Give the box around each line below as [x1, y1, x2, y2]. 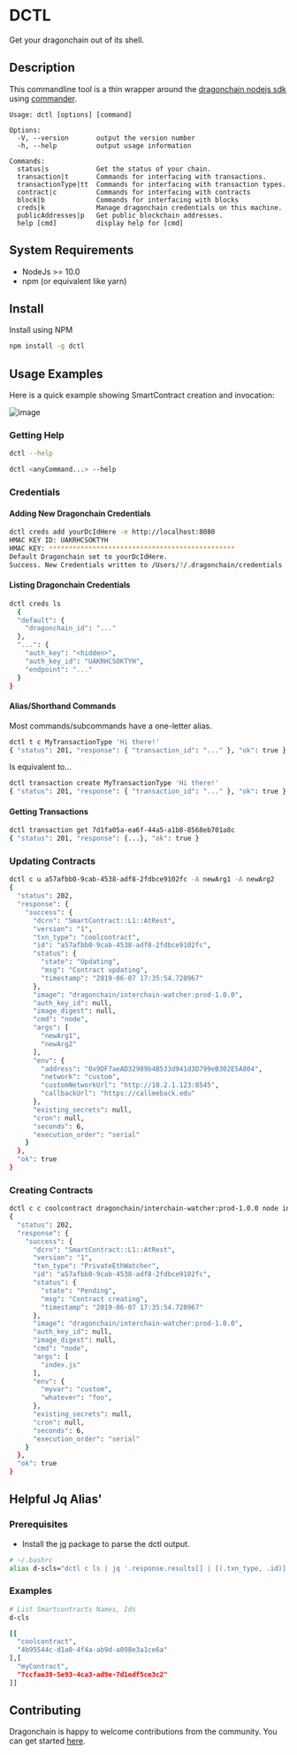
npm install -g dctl [9, 342, 86, 350]
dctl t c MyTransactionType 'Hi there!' [9, 737, 161, 746]
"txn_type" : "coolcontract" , [32, 933, 141, 942]
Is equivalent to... [9, 762, 72, 773]
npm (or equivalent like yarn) [21, 275, 127, 286]
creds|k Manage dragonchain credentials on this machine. [17, 203, 283, 212]
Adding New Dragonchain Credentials [9, 508, 151, 519]
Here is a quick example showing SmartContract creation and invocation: [9, 390, 276, 401]
